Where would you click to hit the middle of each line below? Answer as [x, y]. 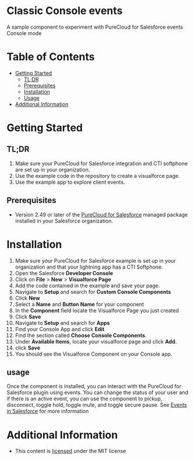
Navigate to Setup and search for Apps [62, 322]
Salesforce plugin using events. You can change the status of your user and [98, 393]
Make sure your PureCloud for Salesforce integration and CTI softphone [101, 163]
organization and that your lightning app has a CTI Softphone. [89, 267]
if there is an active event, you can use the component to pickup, [84, 399]
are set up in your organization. [52, 169]
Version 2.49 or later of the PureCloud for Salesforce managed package [101, 214]
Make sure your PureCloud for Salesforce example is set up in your [96, 260]
